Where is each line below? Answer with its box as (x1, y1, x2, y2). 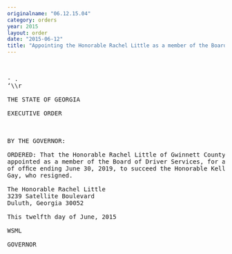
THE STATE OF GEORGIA (7, 96, 81, 104)
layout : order (7, 29, 48, 37)
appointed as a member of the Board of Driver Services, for (7, 158, 219, 166)
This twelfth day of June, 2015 (7, 213, 117, 221)
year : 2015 (7, 23, 39, 30)
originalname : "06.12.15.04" (7, 10, 91, 17)
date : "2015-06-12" (7, 36, 64, 43)
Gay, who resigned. (7, 172, 73, 179)
